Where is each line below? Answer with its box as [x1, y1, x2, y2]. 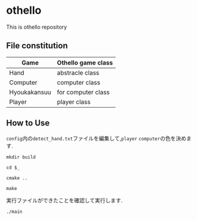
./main [6, 209, 23, 215]
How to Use [6, 118, 50, 129]
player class [57, 97, 91, 106]
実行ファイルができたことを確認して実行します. [6, 197, 123, 204]
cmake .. [6, 175, 28, 181]
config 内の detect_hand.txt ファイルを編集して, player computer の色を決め [6, 135, 187, 142]
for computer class [57, 88, 110, 96]
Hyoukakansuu [9, 88, 52, 96]
